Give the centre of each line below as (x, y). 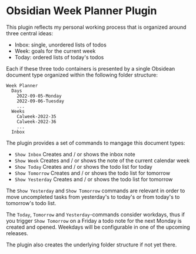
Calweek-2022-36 (37, 122)
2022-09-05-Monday (39, 96)
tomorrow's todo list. (31, 203)
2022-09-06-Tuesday (41, 101)
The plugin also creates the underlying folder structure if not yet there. (92, 245)
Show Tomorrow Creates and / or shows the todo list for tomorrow (92, 173)
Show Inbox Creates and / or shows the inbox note (75, 154)
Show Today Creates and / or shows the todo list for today (84, 166)
